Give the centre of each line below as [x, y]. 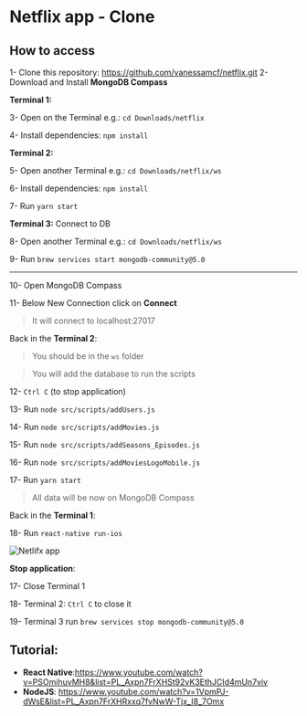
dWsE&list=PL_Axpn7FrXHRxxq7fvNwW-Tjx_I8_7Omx [123, 701]
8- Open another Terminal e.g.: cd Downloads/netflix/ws [116, 241]
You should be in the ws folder [88, 356]
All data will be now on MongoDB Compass [113, 498]
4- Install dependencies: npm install [79, 135]
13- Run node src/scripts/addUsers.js [82, 409]
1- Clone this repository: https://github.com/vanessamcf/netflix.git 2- [139, 72]
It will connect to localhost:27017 [93, 321]
